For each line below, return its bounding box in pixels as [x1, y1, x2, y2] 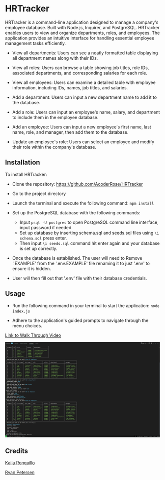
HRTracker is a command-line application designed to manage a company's [5, 19, 159, 25]
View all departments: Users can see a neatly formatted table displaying [12, 50, 158, 56]
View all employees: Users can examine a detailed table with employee [12, 80, 156, 85]
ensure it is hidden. [12, 265, 51, 272]
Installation [5, 159, 40, 167]
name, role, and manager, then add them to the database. [12, 129, 129, 135]
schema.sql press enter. [19, 235, 67, 241]
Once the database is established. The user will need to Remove [12, 255, 142, 261]
